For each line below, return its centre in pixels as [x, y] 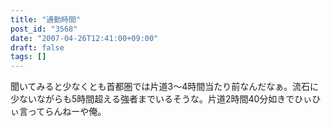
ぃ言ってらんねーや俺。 [58, 112]
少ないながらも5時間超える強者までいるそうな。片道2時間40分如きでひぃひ [166, 99]
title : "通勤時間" [46, 19]
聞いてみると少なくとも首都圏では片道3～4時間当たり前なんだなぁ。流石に [164, 87]
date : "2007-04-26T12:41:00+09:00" [84, 38]
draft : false [37, 47]
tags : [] [28, 57]
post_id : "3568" [44, 29]
